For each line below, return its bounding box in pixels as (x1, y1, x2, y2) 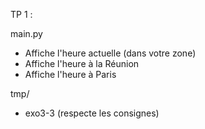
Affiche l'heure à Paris (24, 69, 117, 80)
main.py (10, 28, 43, 39)
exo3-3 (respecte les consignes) (24, 107, 160, 119)
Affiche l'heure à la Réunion (24, 58, 140, 69)
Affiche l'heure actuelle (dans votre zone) (24, 47, 197, 59)
